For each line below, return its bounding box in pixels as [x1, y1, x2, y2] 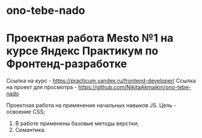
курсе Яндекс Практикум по [6, 44, 159, 58]
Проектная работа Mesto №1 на [6, 31, 174, 45]
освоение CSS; [6, 108, 45, 116]
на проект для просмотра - [6, 84, 77, 91]
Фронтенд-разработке [6, 57, 127, 71]
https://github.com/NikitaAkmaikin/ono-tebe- [78, 84, 191, 91]
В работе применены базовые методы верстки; [15, 120, 140, 127]
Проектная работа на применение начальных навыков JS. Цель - [6, 102, 177, 109]
